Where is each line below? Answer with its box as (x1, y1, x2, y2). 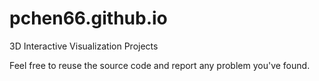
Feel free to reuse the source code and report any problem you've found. (9, 59, 311, 71)
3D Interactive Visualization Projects (9, 40, 159, 52)
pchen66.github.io (9, 7, 168, 30)
